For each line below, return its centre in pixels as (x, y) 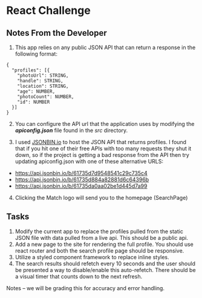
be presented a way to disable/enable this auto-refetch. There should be (105, 270)
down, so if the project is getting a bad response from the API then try (102, 155)
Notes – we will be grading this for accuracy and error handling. (86, 288)
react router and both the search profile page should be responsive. (99, 250)
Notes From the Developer (57, 33)
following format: (36, 54)
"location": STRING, (43, 86)
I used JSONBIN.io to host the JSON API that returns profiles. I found (100, 142)
